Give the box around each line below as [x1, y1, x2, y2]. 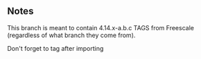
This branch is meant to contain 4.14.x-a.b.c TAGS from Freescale [7, 23, 194, 32]
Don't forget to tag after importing [7, 44, 104, 52]
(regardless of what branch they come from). [7, 31, 136, 39]
